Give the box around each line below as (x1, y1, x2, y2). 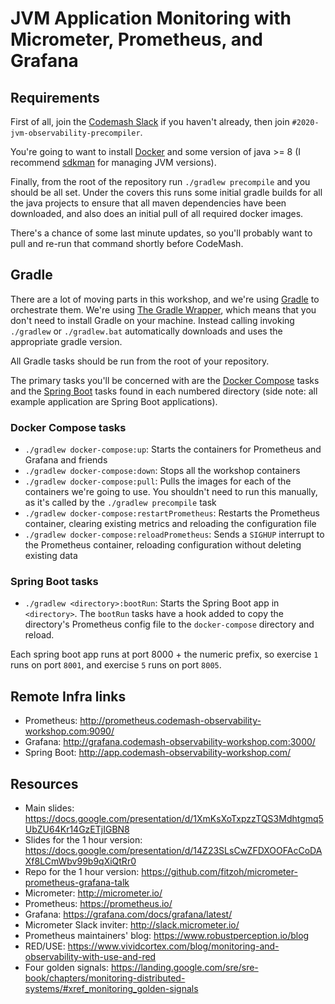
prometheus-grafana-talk (24, 877, 130, 889)
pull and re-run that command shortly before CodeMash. (10, 238, 244, 249)
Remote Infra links (10, 688, 127, 705)
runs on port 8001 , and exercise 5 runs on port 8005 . (10, 659, 222, 671)
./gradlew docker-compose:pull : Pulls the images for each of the (24, 475, 292, 487)
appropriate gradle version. (10, 335, 123, 347)
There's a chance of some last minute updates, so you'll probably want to (10, 227, 313, 239)
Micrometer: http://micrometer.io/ (24, 887, 163, 899)
